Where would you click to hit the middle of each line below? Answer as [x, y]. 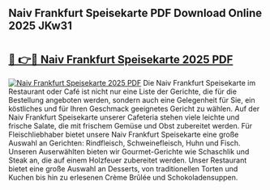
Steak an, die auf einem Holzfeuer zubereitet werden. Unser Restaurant [128, 160]
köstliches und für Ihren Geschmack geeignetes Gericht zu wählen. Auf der [134, 109]
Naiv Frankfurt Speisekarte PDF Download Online [135, 13]
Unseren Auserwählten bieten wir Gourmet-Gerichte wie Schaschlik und [129, 152]
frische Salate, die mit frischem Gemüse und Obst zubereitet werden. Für [131, 126]
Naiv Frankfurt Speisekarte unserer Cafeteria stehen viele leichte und [124, 117]
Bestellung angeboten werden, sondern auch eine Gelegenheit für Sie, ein [132, 100]
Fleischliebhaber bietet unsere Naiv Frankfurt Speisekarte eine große [124, 134]
